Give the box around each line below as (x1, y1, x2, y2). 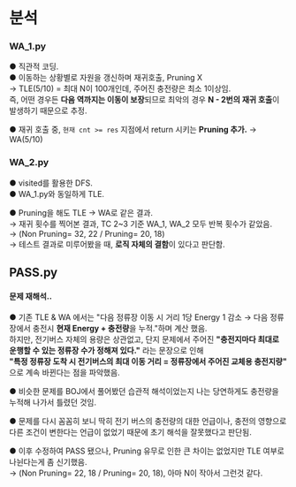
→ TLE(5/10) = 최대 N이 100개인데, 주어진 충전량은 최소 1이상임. (9, 83, 231, 94)
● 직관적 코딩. (9, 61, 59, 72)
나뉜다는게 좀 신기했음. (9, 457, 87, 468)
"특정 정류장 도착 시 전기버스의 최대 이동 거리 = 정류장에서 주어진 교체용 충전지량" (9, 356, 287, 367)
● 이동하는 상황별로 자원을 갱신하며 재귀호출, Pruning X (9, 72, 203, 83)
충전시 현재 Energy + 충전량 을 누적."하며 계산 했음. (32, 323, 208, 334)
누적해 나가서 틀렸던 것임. (9, 397, 97, 407)
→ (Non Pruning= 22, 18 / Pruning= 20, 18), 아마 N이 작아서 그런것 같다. (9, 468, 263, 478)
